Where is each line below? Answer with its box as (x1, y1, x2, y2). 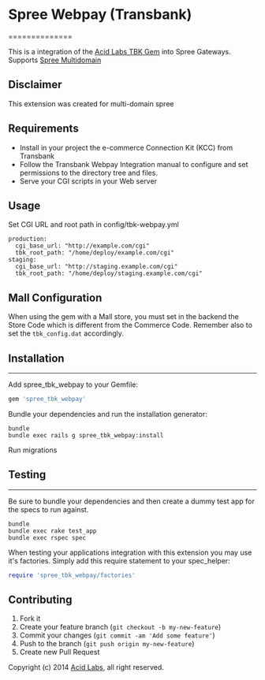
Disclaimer (8, 78, 62, 91)
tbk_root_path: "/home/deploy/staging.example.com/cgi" (15, 269, 203, 277)
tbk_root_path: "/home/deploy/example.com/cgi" (15, 249, 175, 257)
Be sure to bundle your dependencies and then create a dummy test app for (8, 496, 255, 506)
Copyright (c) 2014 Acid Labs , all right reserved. (8, 663, 164, 672)
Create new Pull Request (19, 648, 100, 657)
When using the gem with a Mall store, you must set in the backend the (8, 312, 239, 321)
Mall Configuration (8, 291, 103, 304)
